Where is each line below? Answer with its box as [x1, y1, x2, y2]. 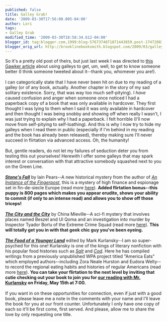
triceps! [5, 200, 22, 206]
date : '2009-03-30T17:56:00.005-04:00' [5, 16, 88, 21]
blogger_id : [5, 40, 30, 45]
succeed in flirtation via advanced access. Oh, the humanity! [5, 137, 129, 143]
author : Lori [5, 21, 32, 26]
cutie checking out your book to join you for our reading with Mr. [5, 274, 141, 280]
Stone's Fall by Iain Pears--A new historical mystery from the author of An [5, 174, 158, 180]
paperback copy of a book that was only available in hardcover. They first [5, 100, 156, 106]
